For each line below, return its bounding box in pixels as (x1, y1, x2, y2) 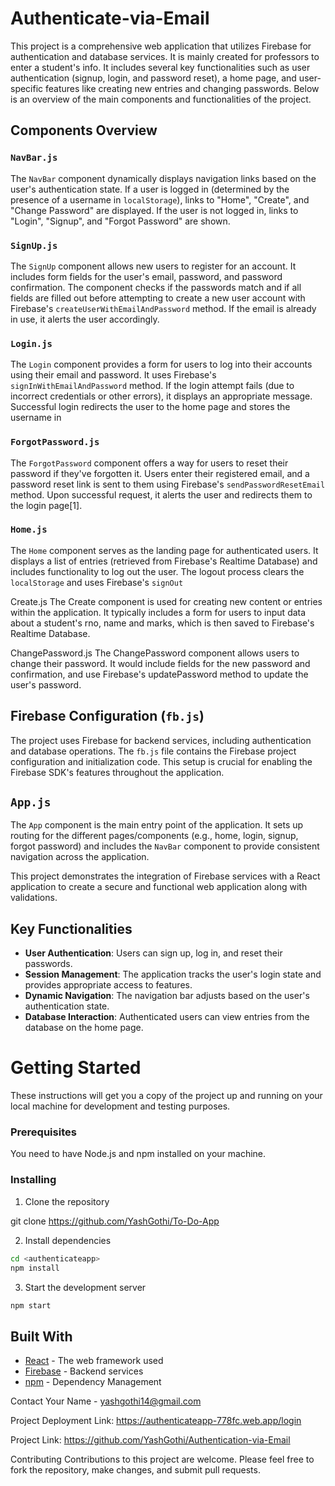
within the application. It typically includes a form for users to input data (10, 606, 307, 618)
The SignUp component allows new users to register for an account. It (10, 260, 297, 272)
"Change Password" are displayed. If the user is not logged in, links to (10, 204, 299, 216)
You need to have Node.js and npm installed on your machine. (10, 1148, 267, 1160)
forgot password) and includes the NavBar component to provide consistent (10, 840, 320, 852)
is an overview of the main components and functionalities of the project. (10, 93, 312, 105)
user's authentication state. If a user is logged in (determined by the (10, 183, 290, 195)
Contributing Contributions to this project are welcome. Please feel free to (10, 1453, 315, 1466)
